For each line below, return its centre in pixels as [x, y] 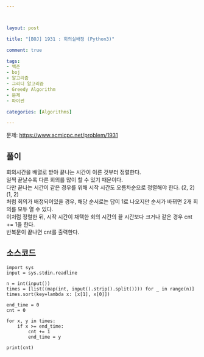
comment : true [24, 50]
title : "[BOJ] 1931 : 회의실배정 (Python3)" [60, 39]
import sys [20, 267]
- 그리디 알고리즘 [25, 84]
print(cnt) [20, 348]
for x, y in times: [31, 321]
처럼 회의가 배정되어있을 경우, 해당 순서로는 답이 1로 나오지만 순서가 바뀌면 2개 [99, 201]
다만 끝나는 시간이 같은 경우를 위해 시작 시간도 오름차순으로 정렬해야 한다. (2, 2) [100, 187]
